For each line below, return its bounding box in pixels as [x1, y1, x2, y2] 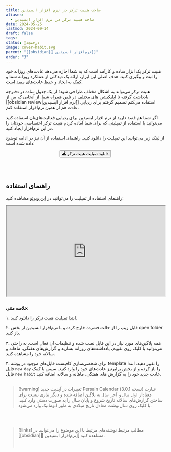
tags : [6, 36, 17, 41]
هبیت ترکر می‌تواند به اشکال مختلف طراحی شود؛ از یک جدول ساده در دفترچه [6, 89, 150, 95]
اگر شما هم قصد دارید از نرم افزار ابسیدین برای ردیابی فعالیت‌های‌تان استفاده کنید [6, 115, 158, 121]
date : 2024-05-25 [6, 21, 42, 27]
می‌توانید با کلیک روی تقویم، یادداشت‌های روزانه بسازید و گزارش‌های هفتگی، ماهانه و [6, 345, 163, 351]
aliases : [6, 12, 24, 17]
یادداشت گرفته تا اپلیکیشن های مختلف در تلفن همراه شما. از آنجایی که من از [6, 94, 149, 100]
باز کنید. [6, 330, 21, 336]
